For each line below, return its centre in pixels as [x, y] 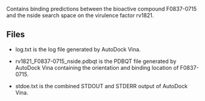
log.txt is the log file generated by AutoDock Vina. [78, 49]
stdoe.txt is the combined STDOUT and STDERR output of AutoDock [101, 86]
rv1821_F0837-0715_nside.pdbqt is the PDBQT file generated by [96, 61]
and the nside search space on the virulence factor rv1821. [80, 15]
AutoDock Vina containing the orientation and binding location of [97, 67]
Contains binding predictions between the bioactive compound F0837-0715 [102, 9]
